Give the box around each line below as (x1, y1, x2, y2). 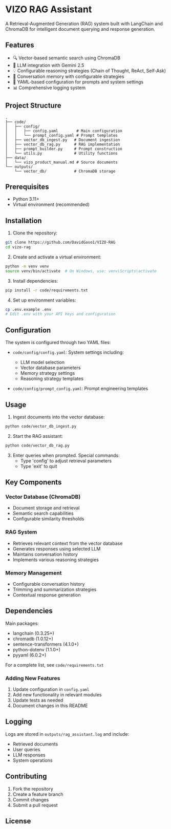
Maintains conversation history (12, 551, 78, 557)
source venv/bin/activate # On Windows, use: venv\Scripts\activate (5, 268, 157, 273)
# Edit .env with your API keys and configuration (5, 311, 116, 317)
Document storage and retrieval (12, 505, 80, 511)
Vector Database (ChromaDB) (5, 493, 81, 500)
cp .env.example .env (5, 307, 52, 312)
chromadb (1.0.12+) (12, 635, 54, 642)
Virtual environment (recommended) (12, 201, 90, 208)
